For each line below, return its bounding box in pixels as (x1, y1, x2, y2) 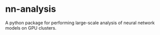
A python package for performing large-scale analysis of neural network (5, 20, 155, 26)
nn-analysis (5, 3, 56, 15)
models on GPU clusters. (5, 25, 57, 31)
